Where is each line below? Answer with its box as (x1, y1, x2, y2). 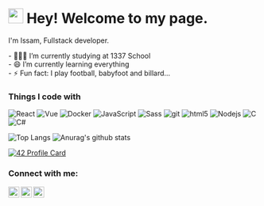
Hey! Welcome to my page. (26, 10, 208, 28)
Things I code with (8, 91, 81, 102)
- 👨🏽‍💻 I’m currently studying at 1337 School (8, 51, 151, 60)
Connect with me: (8, 168, 79, 179)
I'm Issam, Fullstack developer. (8, 36, 110, 45)
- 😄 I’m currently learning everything (8, 59, 130, 69)
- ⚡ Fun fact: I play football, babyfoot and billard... (8, 68, 171, 78)
